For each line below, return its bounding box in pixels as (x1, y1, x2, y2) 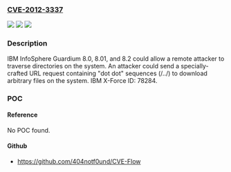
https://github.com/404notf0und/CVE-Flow (17, 157, 141, 165)
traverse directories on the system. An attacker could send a (7, 61, 180, 70)
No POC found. (7, 126, 50, 134)
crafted (7, 69, 28, 77)
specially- (181, 61, 209, 70)
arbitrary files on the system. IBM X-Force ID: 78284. (7, 76, 158, 84)
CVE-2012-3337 (7, 5, 64, 15)
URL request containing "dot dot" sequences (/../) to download (28, 69, 207, 77)
